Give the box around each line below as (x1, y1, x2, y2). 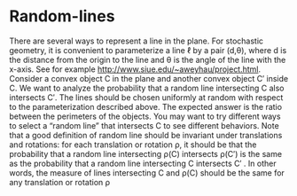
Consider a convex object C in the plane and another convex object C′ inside (9, 73, 289, 83)
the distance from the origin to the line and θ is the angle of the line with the (9, 54, 286, 65)
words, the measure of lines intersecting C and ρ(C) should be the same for (9, 167, 285, 178)
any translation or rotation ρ (9, 176, 111, 187)
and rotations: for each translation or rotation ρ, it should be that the (9, 139, 257, 150)
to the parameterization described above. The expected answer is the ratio (9, 101, 282, 112)
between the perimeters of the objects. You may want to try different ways (9, 111, 281, 122)
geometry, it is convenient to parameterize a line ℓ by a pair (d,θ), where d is (9, 44, 287, 55)
